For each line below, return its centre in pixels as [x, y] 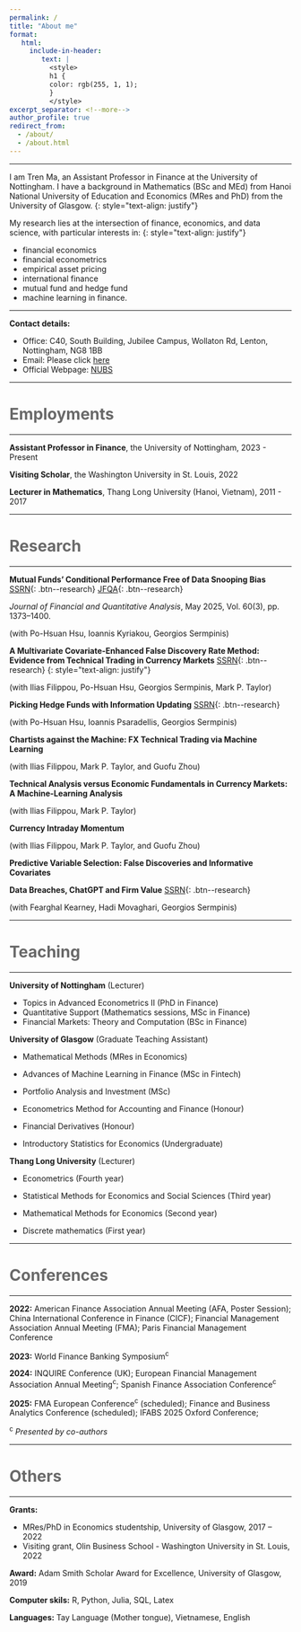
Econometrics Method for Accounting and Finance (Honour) [133, 1108]
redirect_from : [38, 127]
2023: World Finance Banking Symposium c [89, 1355]
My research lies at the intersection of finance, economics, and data [135, 223]
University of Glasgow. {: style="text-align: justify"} [104, 205]
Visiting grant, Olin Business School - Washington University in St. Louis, [156, 1547]
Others [36, 1476]
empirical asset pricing [64, 269]
